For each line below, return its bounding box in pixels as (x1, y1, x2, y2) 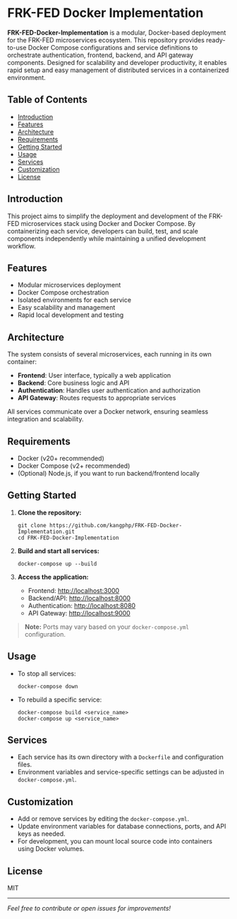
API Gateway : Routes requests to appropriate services (17, 394, 176, 402)
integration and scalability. (7, 415, 84, 424)
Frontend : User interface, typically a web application (17, 371, 171, 380)
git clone (17, 522, 47, 529)
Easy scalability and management (17, 304, 116, 312)
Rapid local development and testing (17, 311, 124, 319)
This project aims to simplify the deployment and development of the (7, 212, 207, 220)
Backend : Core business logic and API (17, 379, 130, 388)
